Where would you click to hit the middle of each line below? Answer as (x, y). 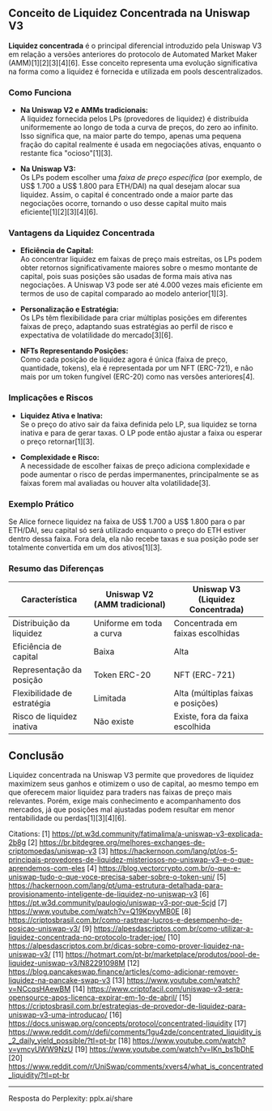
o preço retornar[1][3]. (57, 441)
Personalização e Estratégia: (69, 309)
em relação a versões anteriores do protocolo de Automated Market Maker (133, 54)
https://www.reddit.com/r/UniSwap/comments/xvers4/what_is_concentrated (136, 1066)
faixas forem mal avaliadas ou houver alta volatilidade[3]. (115, 483)
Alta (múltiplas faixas (213, 693)
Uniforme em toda (128, 624)
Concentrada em (205, 624)
